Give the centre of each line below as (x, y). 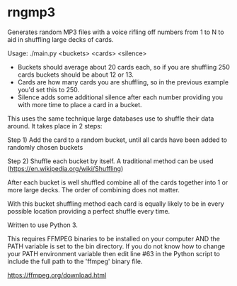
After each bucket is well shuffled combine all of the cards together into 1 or (118, 182)
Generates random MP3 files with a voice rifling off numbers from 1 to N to (116, 32)
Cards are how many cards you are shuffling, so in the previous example (123, 82)
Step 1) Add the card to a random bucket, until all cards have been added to (117, 140)
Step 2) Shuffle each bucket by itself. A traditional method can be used (110, 161)
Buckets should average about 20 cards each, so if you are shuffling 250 (123, 67)
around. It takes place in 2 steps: (55, 126)
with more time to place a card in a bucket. (80, 104)
